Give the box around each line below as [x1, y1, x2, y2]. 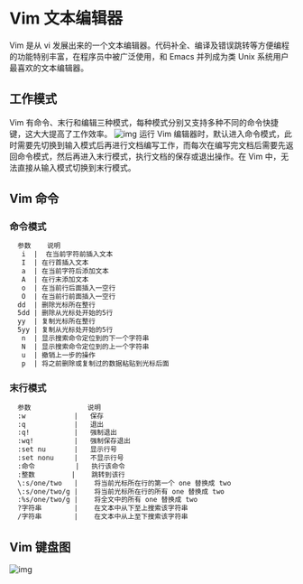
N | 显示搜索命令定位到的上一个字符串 [21, 342, 150, 351]
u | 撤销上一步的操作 [21, 350, 96, 359]
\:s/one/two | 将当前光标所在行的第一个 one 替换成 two [17, 478, 232, 487]
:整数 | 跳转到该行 [17, 470, 125, 479]
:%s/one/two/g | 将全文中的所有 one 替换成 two [17, 496, 198, 505]
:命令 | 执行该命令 [17, 461, 125, 470]
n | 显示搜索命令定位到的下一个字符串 [21, 334, 150, 343]
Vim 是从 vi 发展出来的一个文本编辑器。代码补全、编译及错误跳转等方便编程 [9, 40, 290, 51]
